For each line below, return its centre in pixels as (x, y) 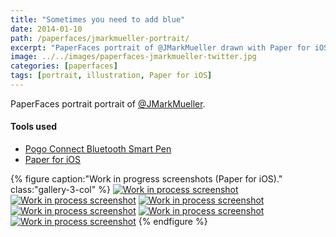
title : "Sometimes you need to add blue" (98, 19)
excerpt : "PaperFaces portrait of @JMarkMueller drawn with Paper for (160, 47)
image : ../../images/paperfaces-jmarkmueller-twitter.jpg (133, 57)
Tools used (34, 127)
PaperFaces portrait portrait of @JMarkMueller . (108, 103)
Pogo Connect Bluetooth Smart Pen (98, 149)
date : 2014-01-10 (46, 29)
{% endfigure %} (173, 222)
